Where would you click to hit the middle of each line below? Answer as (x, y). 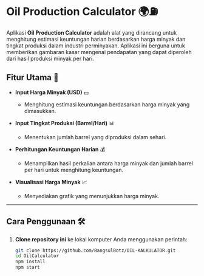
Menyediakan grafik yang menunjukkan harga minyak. (92, 196)
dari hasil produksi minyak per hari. (50, 58)
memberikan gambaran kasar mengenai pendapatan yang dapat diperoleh (99, 52)
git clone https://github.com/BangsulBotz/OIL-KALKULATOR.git (95, 250)
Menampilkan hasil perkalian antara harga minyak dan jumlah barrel (108, 163)
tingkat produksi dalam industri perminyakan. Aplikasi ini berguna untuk (96, 46)
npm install (30, 262)
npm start (28, 267)
